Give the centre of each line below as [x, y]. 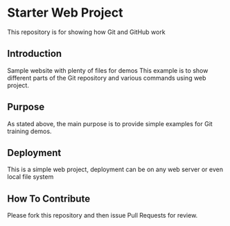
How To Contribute [49, 199]
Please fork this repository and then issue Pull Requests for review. [103, 216]
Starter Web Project [65, 13]
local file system [30, 177]
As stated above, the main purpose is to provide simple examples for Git [110, 123]
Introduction [35, 54]
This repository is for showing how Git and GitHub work [86, 32]
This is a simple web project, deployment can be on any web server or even [115, 169]
